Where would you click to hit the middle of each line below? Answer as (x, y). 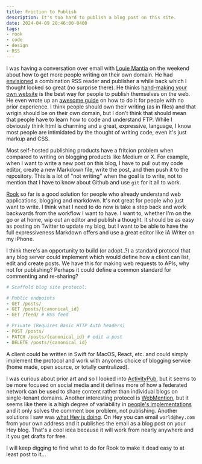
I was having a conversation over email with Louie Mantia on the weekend (98, 68)
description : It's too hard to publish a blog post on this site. (91, 17)
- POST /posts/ (25, 331)
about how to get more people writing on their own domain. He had (90, 74)
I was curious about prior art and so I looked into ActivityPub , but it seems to (101, 378)
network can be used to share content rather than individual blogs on (92, 391)
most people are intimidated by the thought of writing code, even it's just (96, 132)
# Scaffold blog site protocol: (47, 287)
